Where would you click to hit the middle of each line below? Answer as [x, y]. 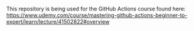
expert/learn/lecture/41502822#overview [58, 22]
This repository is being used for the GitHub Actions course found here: [96, 9]
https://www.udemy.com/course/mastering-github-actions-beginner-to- [97, 15]
